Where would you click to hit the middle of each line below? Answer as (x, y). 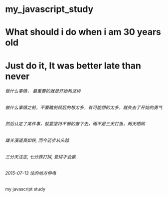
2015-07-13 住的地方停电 (31, 173)
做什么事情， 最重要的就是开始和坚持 (43, 91)
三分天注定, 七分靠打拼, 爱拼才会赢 (40, 156)
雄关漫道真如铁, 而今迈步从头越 (37, 140)
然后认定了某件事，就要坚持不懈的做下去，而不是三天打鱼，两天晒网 (75, 124)
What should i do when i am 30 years (83, 32)
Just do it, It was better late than (73, 65)
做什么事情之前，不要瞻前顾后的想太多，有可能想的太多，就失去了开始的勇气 (84, 107)
